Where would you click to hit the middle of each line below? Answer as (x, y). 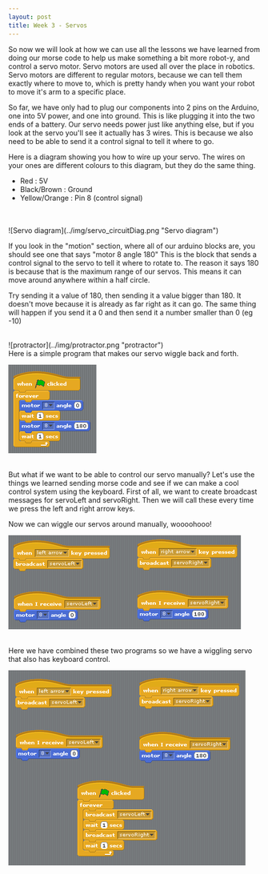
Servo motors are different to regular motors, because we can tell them (125, 74)
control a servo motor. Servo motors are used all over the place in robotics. (132, 66)
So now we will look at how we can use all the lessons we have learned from (134, 49)
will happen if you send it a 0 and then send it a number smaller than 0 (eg (131, 312)
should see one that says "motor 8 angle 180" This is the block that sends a (133, 254)
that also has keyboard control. (59, 659)
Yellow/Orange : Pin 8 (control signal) (81, 198)
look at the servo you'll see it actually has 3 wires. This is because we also (131, 133)
